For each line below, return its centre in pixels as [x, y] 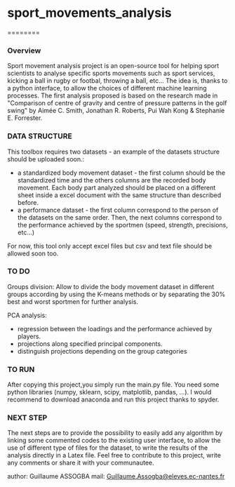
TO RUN [21, 369]
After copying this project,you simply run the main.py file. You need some [113, 385]
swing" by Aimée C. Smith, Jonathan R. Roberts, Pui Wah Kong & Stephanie [116, 111]
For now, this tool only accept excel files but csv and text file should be [110, 246]
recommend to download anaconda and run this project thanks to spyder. [113, 400]
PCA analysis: [27, 315]
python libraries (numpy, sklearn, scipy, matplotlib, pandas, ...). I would [109, 392]
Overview [24, 51]
